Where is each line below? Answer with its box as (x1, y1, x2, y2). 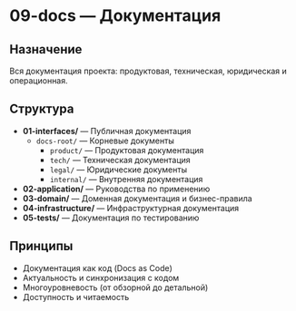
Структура (9, 102, 74, 117)
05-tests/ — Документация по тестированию (22, 212, 200, 223)
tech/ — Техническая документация (49, 154, 191, 165)
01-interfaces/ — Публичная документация (22, 125, 192, 136)
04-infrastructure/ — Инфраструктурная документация (22, 202, 240, 213)
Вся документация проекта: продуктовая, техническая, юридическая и (9, 65, 288, 76)
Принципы (9, 238, 74, 254)
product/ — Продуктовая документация (49, 144, 204, 155)
